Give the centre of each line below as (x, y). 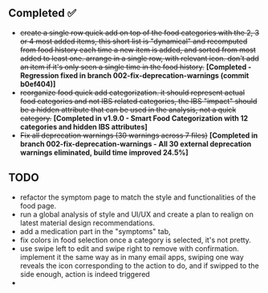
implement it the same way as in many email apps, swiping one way (132, 257)
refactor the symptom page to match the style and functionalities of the (138, 197)
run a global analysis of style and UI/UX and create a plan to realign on (137, 214)
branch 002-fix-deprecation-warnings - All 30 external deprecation (136, 143)
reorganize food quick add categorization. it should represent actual (132, 93)
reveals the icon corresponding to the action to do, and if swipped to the (139, 266)
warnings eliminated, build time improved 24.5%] (104, 152)
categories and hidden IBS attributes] (84, 126)
